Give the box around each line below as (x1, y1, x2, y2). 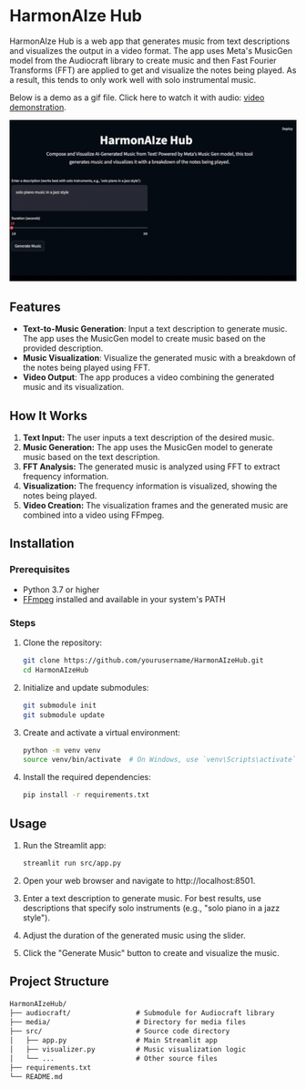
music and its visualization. (22, 382, 125, 393)
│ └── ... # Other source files (9, 1053, 219, 1063)
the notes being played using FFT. (22, 362, 151, 374)
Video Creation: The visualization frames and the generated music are (22, 500, 289, 511)
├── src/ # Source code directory (9, 1026, 230, 1035)
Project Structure (9, 974, 109, 990)
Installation (9, 536, 75, 551)
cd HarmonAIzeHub (22, 665, 89, 674)
